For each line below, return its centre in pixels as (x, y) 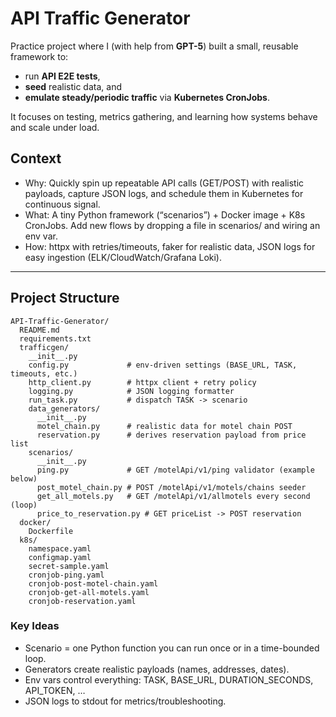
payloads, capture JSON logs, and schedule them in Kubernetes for (164, 193)
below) (24, 478)
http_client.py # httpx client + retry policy (142, 382)
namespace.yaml (60, 548)
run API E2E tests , (62, 76)
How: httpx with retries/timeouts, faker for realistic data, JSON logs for (170, 246)
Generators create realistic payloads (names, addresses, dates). (157, 669)
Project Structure (65, 298)
